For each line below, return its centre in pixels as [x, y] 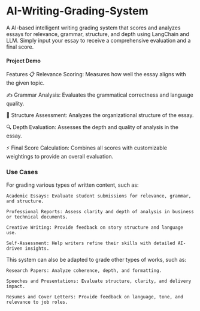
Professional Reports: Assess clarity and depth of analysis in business [100, 212]
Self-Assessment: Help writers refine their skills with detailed [91, 243]
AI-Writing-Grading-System [77, 11]
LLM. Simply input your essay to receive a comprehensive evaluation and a [99, 40]
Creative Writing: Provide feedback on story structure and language [95, 228]
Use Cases [22, 172]
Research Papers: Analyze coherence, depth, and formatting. [84, 271]
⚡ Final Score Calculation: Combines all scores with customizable [87, 148]
